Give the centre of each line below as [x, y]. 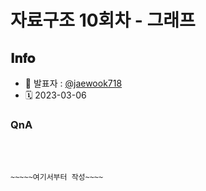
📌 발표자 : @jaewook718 [73, 83]
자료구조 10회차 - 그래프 [103, 20]
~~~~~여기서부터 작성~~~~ [57, 177]
